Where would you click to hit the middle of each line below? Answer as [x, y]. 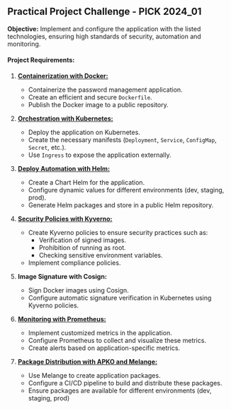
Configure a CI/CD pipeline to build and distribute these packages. [125, 383]
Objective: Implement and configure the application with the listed [104, 28]
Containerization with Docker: [63, 76]
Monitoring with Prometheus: [62, 320]
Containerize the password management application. [105, 90]
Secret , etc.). [47, 148]
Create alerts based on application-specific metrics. [104, 348]
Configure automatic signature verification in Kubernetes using [120, 298]
